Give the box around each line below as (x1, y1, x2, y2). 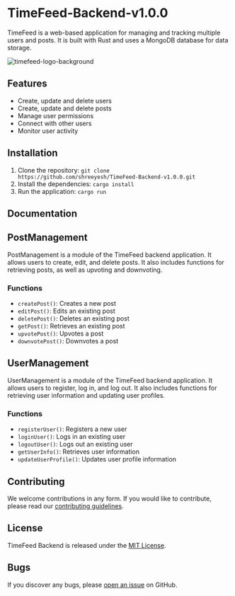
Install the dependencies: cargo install (17, 179, 134, 188)
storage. (7, 43, 32, 52)
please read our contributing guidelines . (7, 501, 124, 510)
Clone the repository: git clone (17, 166, 110, 174)
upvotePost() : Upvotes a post (17, 329, 104, 338)
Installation (7, 147, 58, 159)
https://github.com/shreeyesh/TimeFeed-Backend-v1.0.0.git (17, 173, 196, 180)
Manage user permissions (17, 111, 94, 120)
